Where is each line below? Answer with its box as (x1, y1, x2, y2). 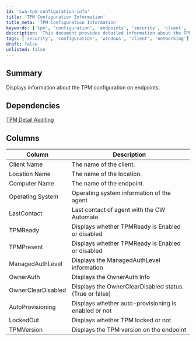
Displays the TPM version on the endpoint (72, 326, 187, 334)
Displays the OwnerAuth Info (72, 273, 150, 281)
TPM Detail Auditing (6, 116, 54, 123)
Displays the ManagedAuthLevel (72, 256, 160, 264)
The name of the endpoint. (72, 180, 145, 188)
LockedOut (9, 316, 40, 325)
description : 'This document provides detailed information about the (6, 30, 181, 36)
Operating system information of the (72, 189, 171, 197)
